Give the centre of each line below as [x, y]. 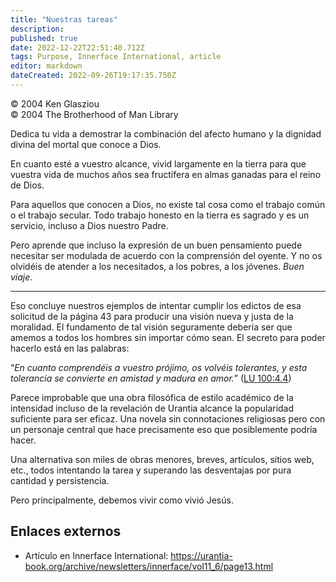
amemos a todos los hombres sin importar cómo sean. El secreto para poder [168, 337]
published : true [44, 38]
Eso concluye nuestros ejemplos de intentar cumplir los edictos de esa [156, 305]
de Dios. [27, 185]
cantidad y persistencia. [60, 480]
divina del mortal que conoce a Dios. [86, 144]
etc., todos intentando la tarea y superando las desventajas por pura [151, 470]
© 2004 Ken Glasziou [55, 103]
